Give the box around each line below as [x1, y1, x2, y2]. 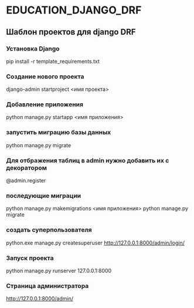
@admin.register [6, 177, 46, 184]
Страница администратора [6, 282, 89, 290]
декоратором [6, 164, 47, 172]
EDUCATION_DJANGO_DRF [6, 4, 142, 17]
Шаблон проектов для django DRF [6, 27, 136, 37]
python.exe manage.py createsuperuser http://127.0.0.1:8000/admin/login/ [6, 239, 185, 246]
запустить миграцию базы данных [6, 128, 111, 137]
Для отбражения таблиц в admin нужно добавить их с [6, 156, 169, 164]
